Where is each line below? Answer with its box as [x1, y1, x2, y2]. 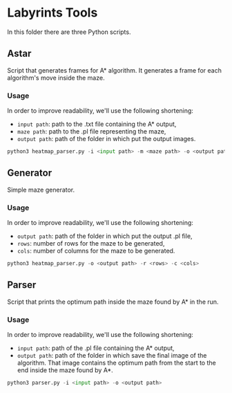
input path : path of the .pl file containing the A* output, [17, 344, 175, 352]
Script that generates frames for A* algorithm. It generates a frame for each [7, 66, 222, 74]
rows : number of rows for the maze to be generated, [17, 239, 165, 248]
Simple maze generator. [7, 185, 75, 194]
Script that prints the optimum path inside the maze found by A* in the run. [7, 298, 219, 306]
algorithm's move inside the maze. [7, 73, 105, 82]
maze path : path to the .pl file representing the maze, [17, 127, 166, 136]
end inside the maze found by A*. [17, 366, 114, 374]
